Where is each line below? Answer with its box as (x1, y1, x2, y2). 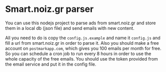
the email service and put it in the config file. (5, 61, 96, 67)
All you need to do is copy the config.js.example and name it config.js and (5, 35, 161, 41)
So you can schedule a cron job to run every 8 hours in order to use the (5, 51, 152, 57)
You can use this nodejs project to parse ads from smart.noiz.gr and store (5, 20, 156, 26)
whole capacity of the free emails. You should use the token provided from (5, 56, 158, 62)
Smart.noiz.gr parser (5, 3, 94, 15)
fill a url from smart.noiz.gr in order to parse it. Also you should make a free (5, 40, 159, 46)
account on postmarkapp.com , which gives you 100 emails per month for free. (5, 45, 162, 51)
